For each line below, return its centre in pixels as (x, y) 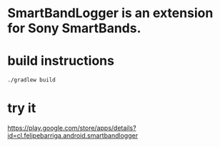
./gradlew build (31, 80)
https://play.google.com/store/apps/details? (72, 128)
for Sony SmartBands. (74, 28)
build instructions (61, 61)
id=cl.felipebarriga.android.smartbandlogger (72, 136)
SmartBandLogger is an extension (110, 13)
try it (22, 108)
